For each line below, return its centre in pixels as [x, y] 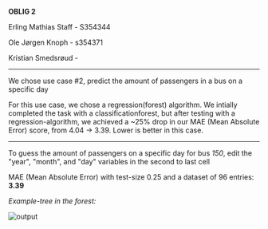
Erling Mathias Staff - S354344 [59, 27]
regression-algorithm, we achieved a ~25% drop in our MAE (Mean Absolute [134, 122]
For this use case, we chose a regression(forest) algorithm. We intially [123, 105]
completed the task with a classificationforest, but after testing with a [122, 113]
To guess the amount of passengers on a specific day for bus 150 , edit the [130, 153]
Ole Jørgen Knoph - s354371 [56, 42]
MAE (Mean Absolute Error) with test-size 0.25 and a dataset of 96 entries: [131, 177]
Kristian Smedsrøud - [43, 58]
